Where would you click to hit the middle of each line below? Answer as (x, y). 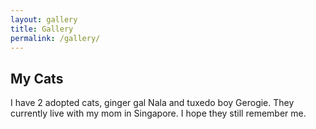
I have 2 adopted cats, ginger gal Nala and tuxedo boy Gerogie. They (152, 103)
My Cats (37, 78)
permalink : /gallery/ (55, 38)
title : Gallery (42, 29)
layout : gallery (44, 19)
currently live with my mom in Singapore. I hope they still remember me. (158, 113)
